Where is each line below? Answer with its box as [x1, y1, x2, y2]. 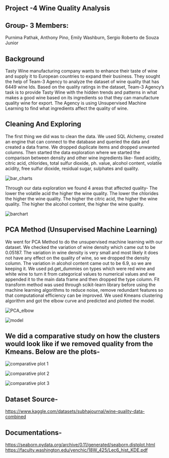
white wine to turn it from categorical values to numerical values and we [5, 271, 155, 277]
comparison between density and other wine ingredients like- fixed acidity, [5, 155, 161, 161]
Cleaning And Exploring [5, 120, 82, 128]
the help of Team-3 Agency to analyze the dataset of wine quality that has [5, 79, 159, 85]
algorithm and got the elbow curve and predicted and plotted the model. [5, 297, 155, 304]
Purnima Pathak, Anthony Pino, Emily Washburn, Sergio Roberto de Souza [5, 35, 159, 41]
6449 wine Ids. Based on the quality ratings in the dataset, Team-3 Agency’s [5, 84, 164, 90]
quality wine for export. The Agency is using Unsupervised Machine [5, 100, 146, 106]
